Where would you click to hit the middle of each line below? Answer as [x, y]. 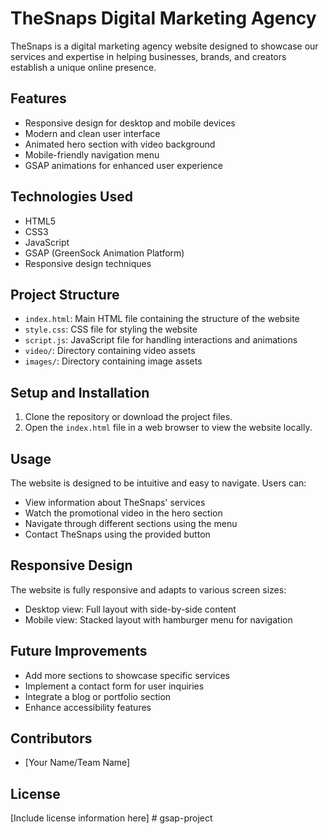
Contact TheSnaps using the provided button [117, 534]
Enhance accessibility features [88, 707]
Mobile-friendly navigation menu [92, 154]
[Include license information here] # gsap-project [111, 818]
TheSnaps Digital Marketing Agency [163, 18]
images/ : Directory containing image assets [113, 361]
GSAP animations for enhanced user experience [123, 165]
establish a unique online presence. [83, 67]
